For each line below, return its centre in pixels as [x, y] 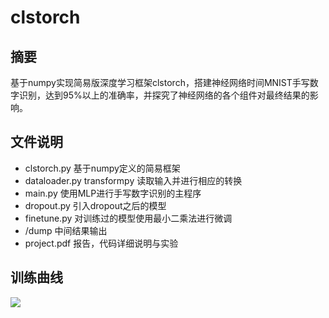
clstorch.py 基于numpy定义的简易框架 [102, 168]
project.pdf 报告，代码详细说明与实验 [101, 243]
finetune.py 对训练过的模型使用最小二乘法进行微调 [128, 218]
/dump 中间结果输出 [66, 230]
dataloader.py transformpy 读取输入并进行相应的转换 [133, 180]
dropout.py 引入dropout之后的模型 [95, 205]
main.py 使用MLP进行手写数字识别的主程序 [113, 193]
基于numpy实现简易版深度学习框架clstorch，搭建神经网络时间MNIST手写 [160, 82]
